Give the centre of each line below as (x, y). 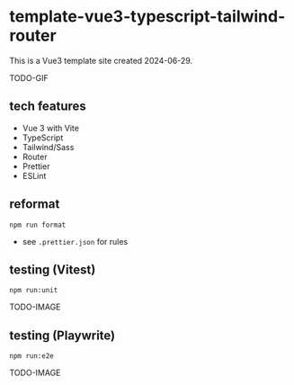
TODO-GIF (29, 77)
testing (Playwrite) (62, 335)
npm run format (38, 225)
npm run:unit (34, 291)
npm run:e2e (31, 356)
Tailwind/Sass (48, 147)
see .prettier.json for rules (75, 241)
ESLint (34, 175)
